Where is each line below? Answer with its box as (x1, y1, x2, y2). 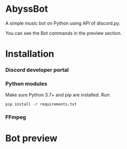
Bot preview (5, 133, 58, 144)
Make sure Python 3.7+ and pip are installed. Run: (5, 92, 111, 98)
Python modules (5, 80, 47, 87)
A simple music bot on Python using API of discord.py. (5, 20, 121, 26)
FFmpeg (5, 114, 27, 121)
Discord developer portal (5, 66, 69, 73)
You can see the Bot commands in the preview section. (5, 30, 122, 36)
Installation (5, 48, 55, 60)
